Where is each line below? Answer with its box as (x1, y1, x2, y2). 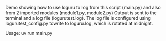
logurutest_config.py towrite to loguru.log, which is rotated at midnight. (5, 20, 153, 26)
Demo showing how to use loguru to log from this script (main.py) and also (5, 5, 161, 10)
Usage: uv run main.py (5, 30, 53, 36)
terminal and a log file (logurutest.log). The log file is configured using (5, 15, 151, 21)
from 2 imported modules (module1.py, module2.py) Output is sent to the (5, 10, 157, 16)
